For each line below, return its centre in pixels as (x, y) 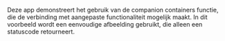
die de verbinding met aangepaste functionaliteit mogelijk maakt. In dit (107, 17)
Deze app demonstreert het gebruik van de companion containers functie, (113, 10)
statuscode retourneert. (41, 31)
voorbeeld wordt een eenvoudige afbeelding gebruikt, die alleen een (105, 24)
